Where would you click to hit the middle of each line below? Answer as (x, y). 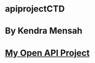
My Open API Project (47, 53)
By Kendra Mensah (44, 31)
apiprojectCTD (35, 9)
